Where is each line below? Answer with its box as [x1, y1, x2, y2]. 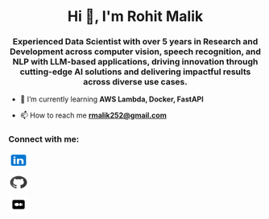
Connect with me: [8, 134, 80, 145]
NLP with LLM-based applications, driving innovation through [12, 56, 259, 68]
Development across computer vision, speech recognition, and [9, 46, 262, 57]
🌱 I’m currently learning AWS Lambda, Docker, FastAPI [19, 94, 204, 104]
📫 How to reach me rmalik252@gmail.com [19, 110, 167, 120]
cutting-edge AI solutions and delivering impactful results [19, 66, 251, 77]
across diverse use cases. [83, 76, 188, 88]
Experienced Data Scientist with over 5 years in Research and [12, 36, 259, 48]
